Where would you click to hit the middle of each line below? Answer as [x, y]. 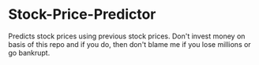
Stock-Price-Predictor [82, 14]
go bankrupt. [29, 52]
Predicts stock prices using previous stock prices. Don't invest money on [127, 36]
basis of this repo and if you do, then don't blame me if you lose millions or [129, 44]
